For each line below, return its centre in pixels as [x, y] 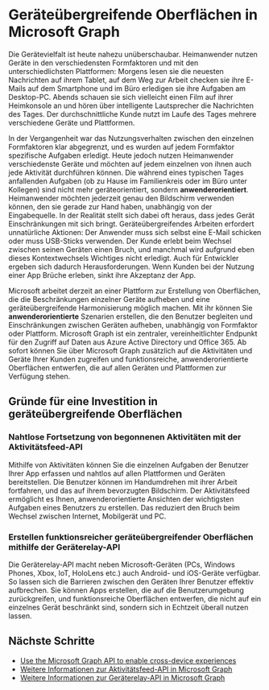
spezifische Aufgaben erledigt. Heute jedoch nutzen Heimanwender [121, 155]
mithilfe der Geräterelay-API [64, 547]
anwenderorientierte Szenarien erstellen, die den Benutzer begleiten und [130, 316]
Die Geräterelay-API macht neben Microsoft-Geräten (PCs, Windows [122, 564]
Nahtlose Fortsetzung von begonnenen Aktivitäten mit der [125, 437]
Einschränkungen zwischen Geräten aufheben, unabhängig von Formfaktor [133, 324]
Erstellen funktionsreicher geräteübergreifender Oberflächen [131, 537]
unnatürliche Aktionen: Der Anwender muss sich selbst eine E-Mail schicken [135, 232]
